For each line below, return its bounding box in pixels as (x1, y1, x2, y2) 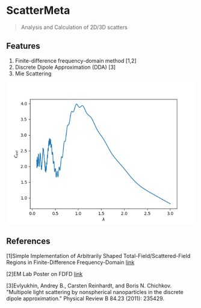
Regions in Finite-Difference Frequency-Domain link (6, 259, 135, 266)
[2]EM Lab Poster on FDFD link (6, 270, 83, 277)
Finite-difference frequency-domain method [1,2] (14, 57, 137, 64)
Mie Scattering (14, 70, 52, 77)
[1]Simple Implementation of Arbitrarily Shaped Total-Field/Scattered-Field (6, 252, 191, 259)
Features (6, 41, 40, 51)
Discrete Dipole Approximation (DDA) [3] (14, 63, 116, 71)
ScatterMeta (6, 4, 70, 17)
